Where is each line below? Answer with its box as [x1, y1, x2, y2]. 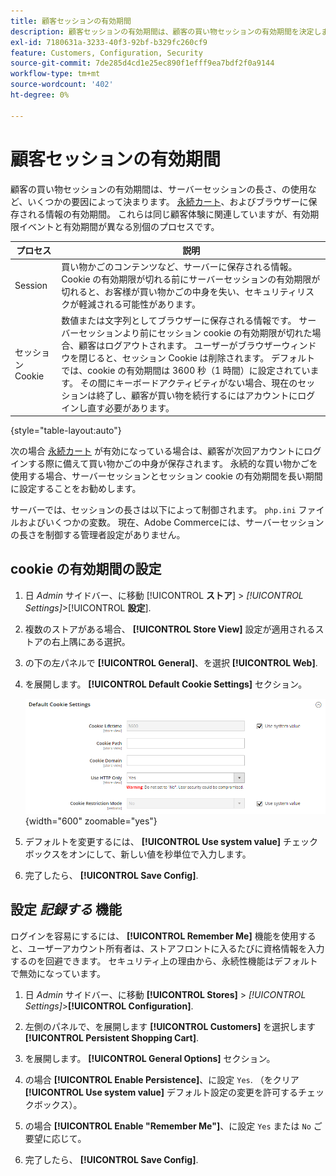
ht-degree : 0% [10, 90, 70, 100]
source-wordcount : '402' [10, 80, 114, 90]
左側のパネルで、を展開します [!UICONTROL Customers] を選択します [24, 1020, 317, 1032]
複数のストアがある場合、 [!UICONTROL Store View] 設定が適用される [24, 623, 316, 635]
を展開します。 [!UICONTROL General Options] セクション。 [24, 1052, 276, 1064]
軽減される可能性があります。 [78, 298, 201, 310]
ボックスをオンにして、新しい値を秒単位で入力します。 [24, 848, 252, 860]
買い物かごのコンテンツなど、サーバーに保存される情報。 [61, 261, 298, 273]
